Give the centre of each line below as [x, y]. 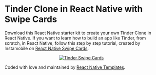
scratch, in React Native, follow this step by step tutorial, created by [72, 43]
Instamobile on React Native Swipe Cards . [47, 48]
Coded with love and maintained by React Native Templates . [65, 67]
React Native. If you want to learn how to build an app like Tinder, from [75, 38]
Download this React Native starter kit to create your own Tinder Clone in [78, 33]
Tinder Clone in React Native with [74, 9]
